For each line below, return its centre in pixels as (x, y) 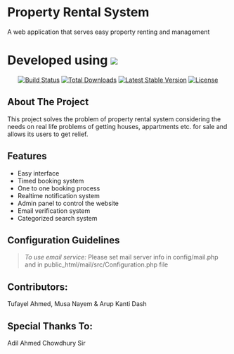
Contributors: (38, 287)
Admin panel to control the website (68, 203)
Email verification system (54, 210)
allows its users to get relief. (48, 134)
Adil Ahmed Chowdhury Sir (46, 343)
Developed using (58, 60)
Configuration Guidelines (64, 240)
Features (27, 156)
